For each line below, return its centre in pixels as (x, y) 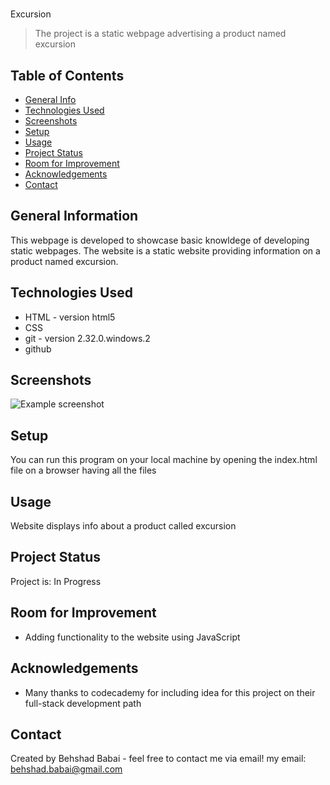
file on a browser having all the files (83, 470)
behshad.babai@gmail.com (66, 769)
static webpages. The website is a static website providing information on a (165, 250)
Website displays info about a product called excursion (123, 526)
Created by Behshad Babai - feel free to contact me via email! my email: (158, 759)
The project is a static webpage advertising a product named (160, 34)
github (38, 349)
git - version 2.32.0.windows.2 (87, 338)
